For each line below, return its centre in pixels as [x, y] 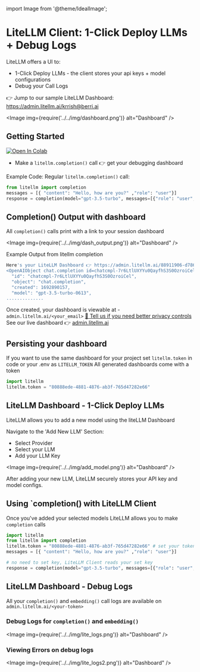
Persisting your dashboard [57, 343]
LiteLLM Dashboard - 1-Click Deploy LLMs [85, 406]
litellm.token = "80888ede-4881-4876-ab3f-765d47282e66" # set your [93, 547]
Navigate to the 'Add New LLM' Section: [55, 431]
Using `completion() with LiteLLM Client [81, 504]
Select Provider [34, 443]
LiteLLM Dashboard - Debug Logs [69, 587]
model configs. [24, 485]
